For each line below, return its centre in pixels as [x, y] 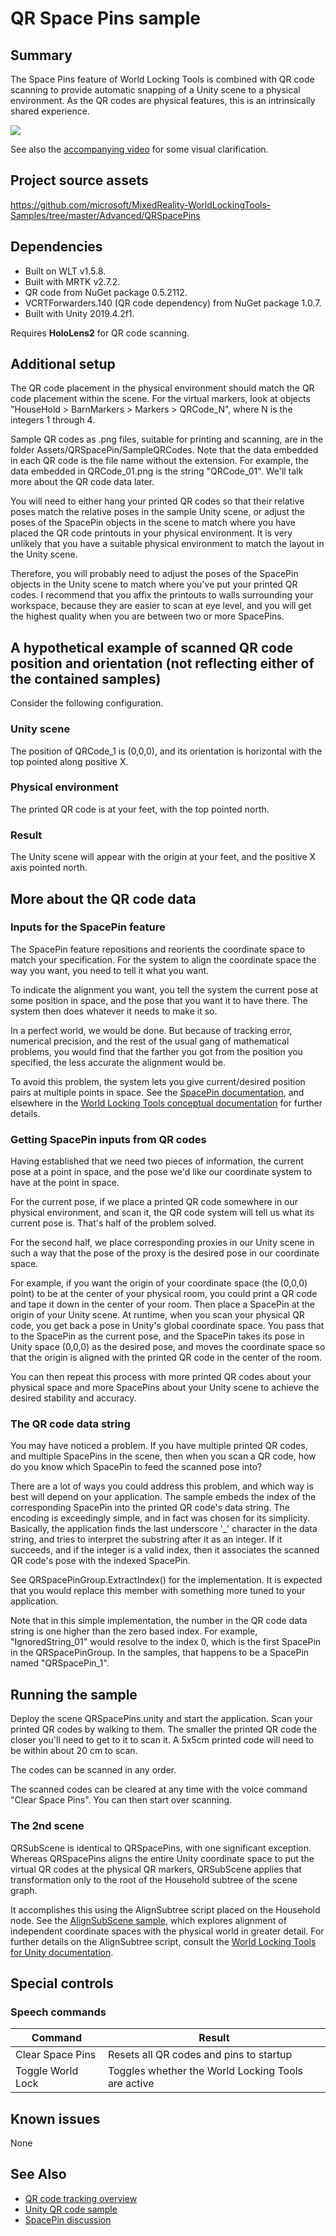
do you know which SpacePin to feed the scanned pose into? [136, 1467]
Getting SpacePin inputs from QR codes [108, 1139]
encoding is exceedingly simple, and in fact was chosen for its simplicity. [160, 1518]
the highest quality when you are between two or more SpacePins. [147, 616]
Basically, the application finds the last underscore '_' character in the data [164, 1529]
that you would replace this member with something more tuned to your [158, 1591]
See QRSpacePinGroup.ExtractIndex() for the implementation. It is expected [166, 1580]
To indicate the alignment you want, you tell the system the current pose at [164, 989]
